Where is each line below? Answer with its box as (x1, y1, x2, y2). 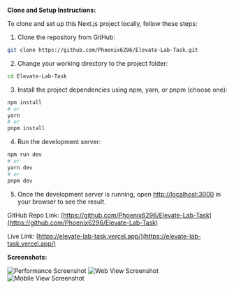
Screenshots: (7, 253, 47, 261)
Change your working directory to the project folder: (17, 59, 168, 67)
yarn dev (7, 164, 33, 171)
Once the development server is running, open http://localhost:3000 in (17, 190, 221, 198)
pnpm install (7, 125, 45, 132)
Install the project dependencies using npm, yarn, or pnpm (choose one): (17, 85, 228, 94)
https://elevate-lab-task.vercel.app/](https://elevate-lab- (38, 232, 201, 240)
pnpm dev (7, 177, 33, 184)
